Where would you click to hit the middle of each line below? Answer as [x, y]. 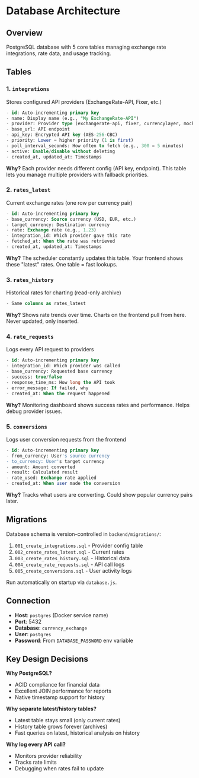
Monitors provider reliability [48, 756]
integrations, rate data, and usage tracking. [59, 53]
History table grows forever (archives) [61, 727]
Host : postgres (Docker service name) [61, 615]
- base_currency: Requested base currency [59, 371]
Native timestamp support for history [60, 697]
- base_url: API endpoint [38, 129]
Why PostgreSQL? [29, 673]
